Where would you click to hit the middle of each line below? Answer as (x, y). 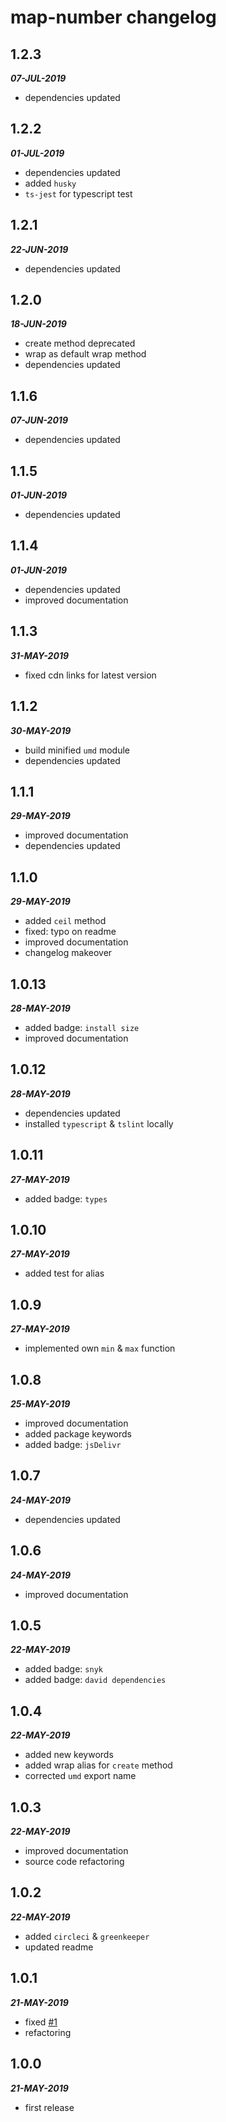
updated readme (59, 1947)
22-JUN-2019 (39, 249)
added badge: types (66, 1198)
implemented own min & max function (100, 1348)
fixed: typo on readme (70, 932)
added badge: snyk (63, 1669)
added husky (50, 183)
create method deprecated (80, 343)
